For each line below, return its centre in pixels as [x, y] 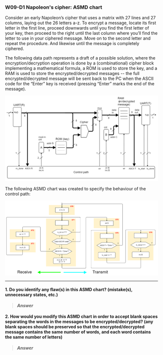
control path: [18, 194]
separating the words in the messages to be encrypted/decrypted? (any [79, 322]
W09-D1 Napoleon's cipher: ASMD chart [54, 7]
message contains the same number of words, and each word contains [78, 332]
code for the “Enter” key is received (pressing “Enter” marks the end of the [80, 84]
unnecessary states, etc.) [32, 295]
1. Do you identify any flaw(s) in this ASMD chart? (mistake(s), [69, 290]
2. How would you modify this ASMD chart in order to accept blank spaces [81, 317]
